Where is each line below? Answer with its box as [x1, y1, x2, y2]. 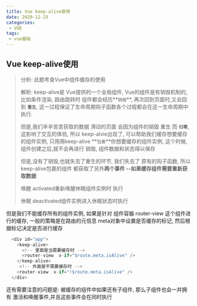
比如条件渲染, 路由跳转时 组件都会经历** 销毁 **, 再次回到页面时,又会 [20, 95, 182, 103]
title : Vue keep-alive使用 [6, 8, 71, 15]
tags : [6, 31, 19, 36]
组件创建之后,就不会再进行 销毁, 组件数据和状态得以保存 [20, 145, 156, 152]
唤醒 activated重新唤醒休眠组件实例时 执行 [20, 185, 123, 192]
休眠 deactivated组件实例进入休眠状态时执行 [20, 197, 128, 204]
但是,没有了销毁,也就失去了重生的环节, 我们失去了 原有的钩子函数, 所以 [20, 157, 191, 165]
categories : [6, 19, 35, 25]
